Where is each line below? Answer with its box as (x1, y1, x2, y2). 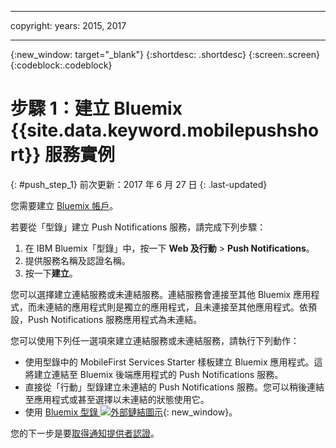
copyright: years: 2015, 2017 (10, 20, 127, 31)
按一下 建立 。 (24, 267, 78, 279)
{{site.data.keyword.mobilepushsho (10, 119, 320, 142)
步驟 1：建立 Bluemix (10, 97, 183, 120)
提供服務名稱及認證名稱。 (24, 254, 131, 266)
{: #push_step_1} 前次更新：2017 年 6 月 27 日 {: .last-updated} (10, 178, 268, 190)
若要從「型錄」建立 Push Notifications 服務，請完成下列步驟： (10, 221, 267, 233)
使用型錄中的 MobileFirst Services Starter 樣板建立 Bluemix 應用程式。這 (24, 356, 323, 368)
